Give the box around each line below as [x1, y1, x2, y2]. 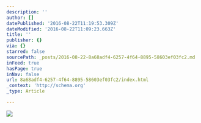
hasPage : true [6, 65, 43, 72]
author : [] [6, 15, 34, 21]
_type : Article [6, 88, 45, 94]
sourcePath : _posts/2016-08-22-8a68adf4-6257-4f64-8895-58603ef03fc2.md [6, 54, 196, 60]
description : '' [6, 9, 48, 15]
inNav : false [6, 71, 40, 77]
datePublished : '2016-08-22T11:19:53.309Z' [6, 20, 119, 26]
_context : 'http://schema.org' [6, 83, 86, 89]
